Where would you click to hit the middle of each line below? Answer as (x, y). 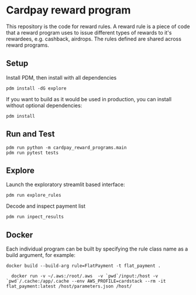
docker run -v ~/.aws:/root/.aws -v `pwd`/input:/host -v (85, 276)
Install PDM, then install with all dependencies (61, 77)
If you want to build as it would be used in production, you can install (89, 99)
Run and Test (30, 134)
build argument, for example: (41, 255)
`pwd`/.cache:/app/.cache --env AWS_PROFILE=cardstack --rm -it (86, 282)
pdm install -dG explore (36, 88)
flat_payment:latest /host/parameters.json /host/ (69, 287)
